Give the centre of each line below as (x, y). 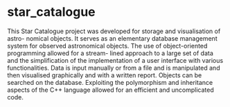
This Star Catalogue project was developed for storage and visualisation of (114, 31)
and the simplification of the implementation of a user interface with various (115, 60)
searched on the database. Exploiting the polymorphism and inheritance (110, 82)
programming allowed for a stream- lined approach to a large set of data (110, 53)
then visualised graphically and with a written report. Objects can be (105, 75)
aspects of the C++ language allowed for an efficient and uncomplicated (111, 90)
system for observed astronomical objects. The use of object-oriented (107, 46)
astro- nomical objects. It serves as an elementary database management (112, 38)
